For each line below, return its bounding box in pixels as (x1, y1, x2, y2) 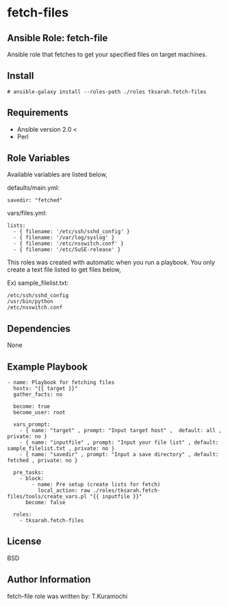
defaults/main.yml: (7, 184, 60, 192)
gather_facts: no (13, 391, 63, 398)
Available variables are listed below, (7, 170, 107, 179)
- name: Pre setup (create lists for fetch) (31, 481, 161, 488)
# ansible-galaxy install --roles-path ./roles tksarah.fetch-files (7, 88, 207, 95)
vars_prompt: (13, 421, 51, 428)
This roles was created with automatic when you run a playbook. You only (7, 259, 216, 267)
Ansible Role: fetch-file (7, 32, 108, 44)
